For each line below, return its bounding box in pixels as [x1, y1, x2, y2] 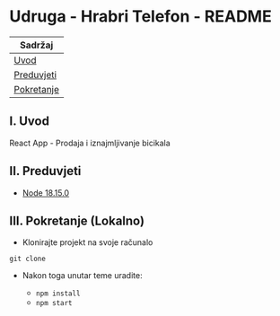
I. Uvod [9, 114, 49, 129]
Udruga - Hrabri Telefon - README [9, 6, 272, 27]
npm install [35, 289, 81, 298]
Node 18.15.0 [22, 187, 70, 198]
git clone [9, 254, 47, 264]
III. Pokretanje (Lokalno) [9, 213, 145, 228]
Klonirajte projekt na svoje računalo [22, 237, 153, 248]
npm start [35, 299, 74, 308]
